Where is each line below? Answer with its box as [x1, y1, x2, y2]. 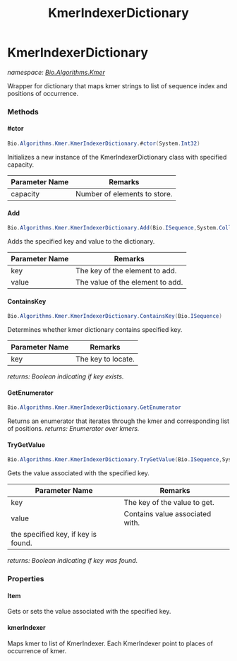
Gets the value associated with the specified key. [7, 469, 150, 477]
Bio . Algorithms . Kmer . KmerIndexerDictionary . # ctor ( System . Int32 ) [7, 140, 200, 148]
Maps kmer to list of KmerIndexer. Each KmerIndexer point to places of [7, 639, 214, 648]
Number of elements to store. [75, 189, 173, 198]
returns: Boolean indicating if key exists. [7, 372, 124, 381]
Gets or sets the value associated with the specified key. [7, 607, 171, 616]
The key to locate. [75, 355, 135, 364]
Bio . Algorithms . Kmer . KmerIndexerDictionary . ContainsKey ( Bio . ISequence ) [7, 313, 222, 320]
